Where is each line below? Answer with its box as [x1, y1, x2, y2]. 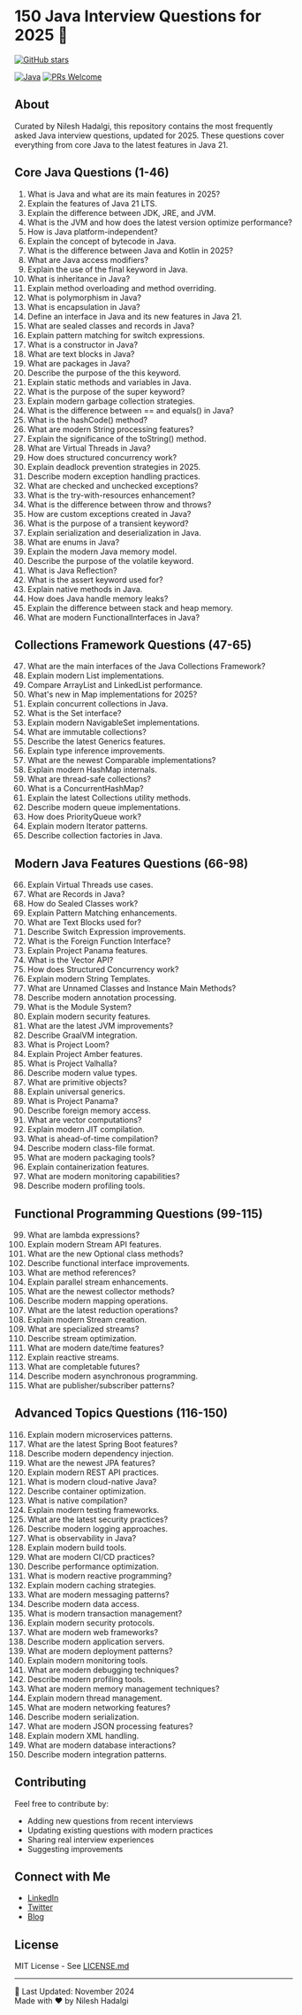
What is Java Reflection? [26, 565, 117, 575]
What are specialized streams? [26, 1324, 140, 1334]
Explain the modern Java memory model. [26, 546, 177, 557]
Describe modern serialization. [26, 1711, 140, 1722]
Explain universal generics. [26, 1086, 126, 1097]
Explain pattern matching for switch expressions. [26, 329, 206, 340]
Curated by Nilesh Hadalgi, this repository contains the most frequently [14, 120, 273, 131]
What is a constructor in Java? [26, 339, 139, 350]
